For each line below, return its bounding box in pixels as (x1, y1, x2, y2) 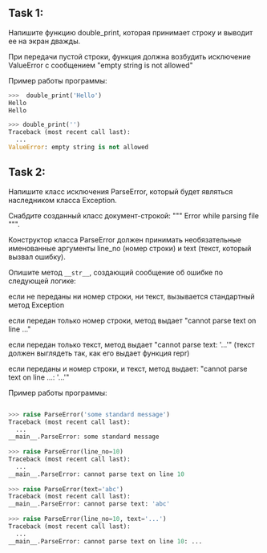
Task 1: (8, 6, 44, 20)
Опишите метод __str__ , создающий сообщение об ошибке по (8, 267, 223, 277)
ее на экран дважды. (8, 36, 81, 46)
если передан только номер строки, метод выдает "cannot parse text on (8, 315, 257, 325)
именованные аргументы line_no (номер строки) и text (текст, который (8, 243, 252, 253)
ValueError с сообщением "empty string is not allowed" (8, 60, 194, 70)
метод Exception (8, 300, 65, 310)
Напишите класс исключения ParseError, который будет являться (8, 186, 233, 196)
